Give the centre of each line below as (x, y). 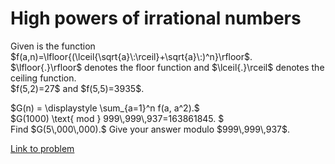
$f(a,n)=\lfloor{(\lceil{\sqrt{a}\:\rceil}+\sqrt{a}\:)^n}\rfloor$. (131, 56)
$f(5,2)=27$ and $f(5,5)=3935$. (77, 88)
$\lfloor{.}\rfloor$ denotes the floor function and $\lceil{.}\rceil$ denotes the (167, 67)
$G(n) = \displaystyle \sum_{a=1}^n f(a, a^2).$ (105, 108)
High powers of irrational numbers (156, 18)
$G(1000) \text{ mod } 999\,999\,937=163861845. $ (117, 118)
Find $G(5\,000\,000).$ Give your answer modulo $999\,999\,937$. (150, 129)
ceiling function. (43, 78)
